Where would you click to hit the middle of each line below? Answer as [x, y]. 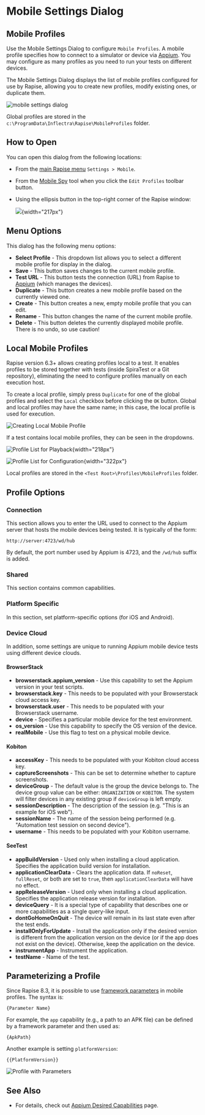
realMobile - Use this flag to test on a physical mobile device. [93, 733]
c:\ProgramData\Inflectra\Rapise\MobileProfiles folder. [78, 123]
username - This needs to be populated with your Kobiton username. [103, 832]
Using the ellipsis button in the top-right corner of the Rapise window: [103, 199]
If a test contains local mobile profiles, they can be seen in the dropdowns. [100, 438]
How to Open [32, 142]
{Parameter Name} [28, 1009]
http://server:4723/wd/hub [41, 541]
